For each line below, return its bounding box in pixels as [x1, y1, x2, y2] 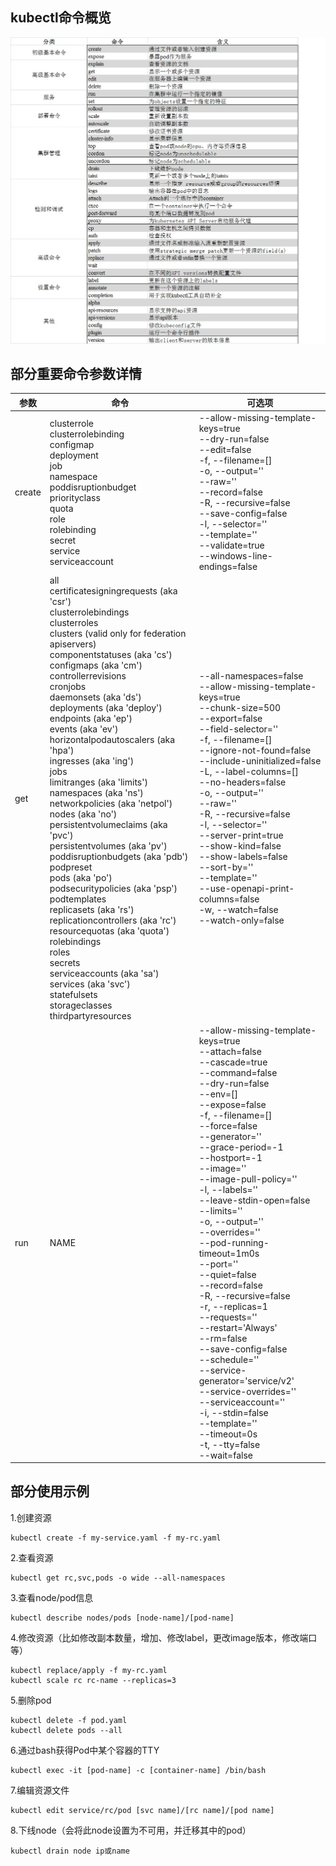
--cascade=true [198, 1056, 268, 1068]
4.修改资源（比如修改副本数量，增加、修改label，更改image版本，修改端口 [10, 1631, 318, 1643]
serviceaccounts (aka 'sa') [49, 968, 160, 980]
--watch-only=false [198, 914, 285, 927]
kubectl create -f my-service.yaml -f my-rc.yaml [10, 1533, 222, 1543]
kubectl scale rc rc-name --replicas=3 [10, 1675, 177, 1685]
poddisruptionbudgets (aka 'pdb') [49, 851, 189, 863]
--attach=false [198, 1045, 262, 1057]
